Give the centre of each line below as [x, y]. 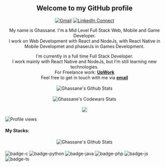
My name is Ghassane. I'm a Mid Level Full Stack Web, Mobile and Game [85, 30]
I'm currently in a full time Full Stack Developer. [85, 56]
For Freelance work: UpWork [85, 72]
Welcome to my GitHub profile [85, 8]
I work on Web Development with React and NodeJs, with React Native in [85, 41]
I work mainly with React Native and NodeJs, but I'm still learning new [85, 61]
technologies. [85, 67]
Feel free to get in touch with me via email [85, 77]
